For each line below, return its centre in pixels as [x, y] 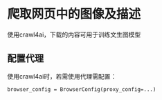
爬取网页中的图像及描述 [74, 14]
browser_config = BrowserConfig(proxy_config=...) [82, 89]
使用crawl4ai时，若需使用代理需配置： [62, 76]
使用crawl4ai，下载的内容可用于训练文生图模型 [74, 34]
